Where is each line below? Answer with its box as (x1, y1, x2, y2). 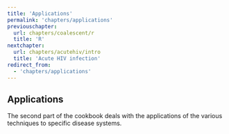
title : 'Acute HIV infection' (13, 55, 101, 62)
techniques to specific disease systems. (7, 119, 122, 128)
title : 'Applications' (7, 10, 73, 17)
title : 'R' (13, 36, 45, 43)
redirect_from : (7, 61, 51, 68)
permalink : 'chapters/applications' (7, 17, 113, 23)
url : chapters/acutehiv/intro (13, 49, 101, 56)
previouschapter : (7, 23, 58, 30)
